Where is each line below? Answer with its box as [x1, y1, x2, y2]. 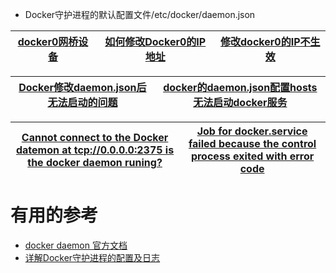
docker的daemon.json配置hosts [163, 81, 318, 94]
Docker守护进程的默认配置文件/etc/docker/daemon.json [24, 9, 256, 20]
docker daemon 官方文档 [24, 239, 128, 251]
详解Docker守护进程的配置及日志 [24, 251, 161, 263]
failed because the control [188, 137, 317, 150]
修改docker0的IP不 [220, 35, 311, 48]
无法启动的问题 [47, 96, 118, 109]
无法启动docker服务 [193, 96, 288, 109]
